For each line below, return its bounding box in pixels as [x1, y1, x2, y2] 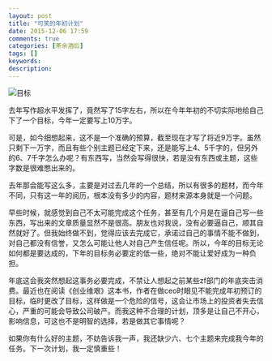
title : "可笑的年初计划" [8, 19, 83, 28]
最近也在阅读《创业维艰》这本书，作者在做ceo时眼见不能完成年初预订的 [22, 286, 262, 295]
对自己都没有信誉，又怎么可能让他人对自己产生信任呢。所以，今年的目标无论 [8, 238, 264, 247]
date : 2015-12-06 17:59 [8, 27, 89, 35]
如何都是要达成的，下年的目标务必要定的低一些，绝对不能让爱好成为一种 [8, 248, 249, 258]
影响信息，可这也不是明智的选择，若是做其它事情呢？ [8, 316, 186, 325]
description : [8, 65, 53, 73]
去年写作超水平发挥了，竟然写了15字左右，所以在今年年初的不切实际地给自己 [8, 105, 264, 114]
